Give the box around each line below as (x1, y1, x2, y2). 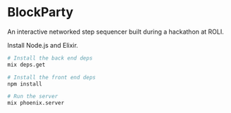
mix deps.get (7, 61, 46, 68)
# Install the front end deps (7, 74, 96, 81)
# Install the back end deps (7, 54, 93, 62)
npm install (7, 80, 42, 88)
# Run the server (7, 93, 58, 100)
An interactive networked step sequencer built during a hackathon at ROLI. (7, 27, 224, 36)
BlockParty (7, 4, 74, 20)
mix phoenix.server (7, 100, 65, 107)
